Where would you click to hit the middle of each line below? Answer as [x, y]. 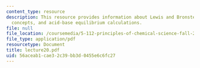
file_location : [25, 34]
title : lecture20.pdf [33, 50]
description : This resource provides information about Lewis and [90, 17]
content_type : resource [36, 12]
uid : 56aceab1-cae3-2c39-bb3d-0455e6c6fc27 [61, 56]
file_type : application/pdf [41, 39]
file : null [20, 28]
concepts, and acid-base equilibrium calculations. [77, 22]
